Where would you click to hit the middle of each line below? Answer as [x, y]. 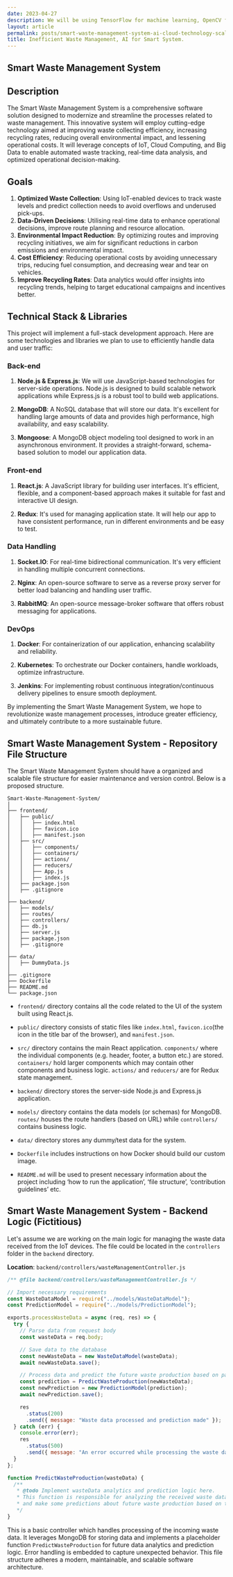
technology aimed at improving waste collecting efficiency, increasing [107, 130]
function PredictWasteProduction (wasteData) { [76, 1478]
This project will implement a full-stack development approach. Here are [110, 333]
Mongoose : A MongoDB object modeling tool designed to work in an [115, 438]
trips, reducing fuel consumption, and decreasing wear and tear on [113, 265]
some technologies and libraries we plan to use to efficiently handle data [111, 340]
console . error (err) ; [49, 1433]
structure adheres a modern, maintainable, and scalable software [100, 1560]
